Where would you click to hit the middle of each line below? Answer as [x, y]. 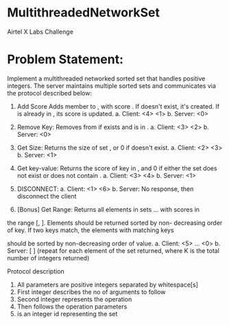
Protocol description [36, 271]
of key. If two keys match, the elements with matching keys [91, 230]
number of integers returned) [48, 258]
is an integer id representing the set [67, 313]
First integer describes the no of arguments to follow [91, 292]
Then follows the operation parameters [72, 306]
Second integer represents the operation [74, 299]
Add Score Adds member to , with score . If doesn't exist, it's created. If [118, 106]
